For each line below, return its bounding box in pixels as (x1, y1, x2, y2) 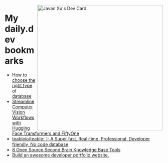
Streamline (12, 98, 35, 104)
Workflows (12, 114, 35, 120)
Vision (12, 109, 26, 115)
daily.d (5, 23, 34, 35)
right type (12, 82, 33, 88)
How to (12, 72, 27, 78)
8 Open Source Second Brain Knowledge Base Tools (12, 146, 121, 152)
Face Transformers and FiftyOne (12, 130, 80, 136)
